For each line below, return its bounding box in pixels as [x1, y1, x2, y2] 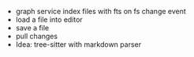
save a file [15, 23, 50, 32]
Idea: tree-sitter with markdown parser [15, 40, 142, 49]
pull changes [15, 31, 58, 41]
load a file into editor [15, 15, 83, 24]
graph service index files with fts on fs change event [15, 7, 187, 16]
